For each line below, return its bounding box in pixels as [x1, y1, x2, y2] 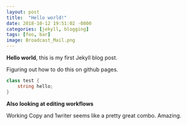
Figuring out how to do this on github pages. [6, 66, 118, 73]
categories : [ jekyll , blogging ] [6, 26, 89, 32]
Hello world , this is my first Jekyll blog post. [6, 54, 118, 61]
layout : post [6, 9, 40, 15]
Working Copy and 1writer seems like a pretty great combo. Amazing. [6, 112, 182, 119]
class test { [6, 77, 40, 84]
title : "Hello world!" [6, 15, 67, 21]
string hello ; [17, 83, 53, 89]
